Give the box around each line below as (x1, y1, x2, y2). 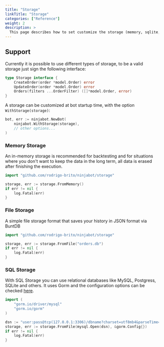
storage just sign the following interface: (5, 66, 86, 72)
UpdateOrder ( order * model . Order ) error (14, 84, 95, 89)
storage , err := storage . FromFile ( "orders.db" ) (5, 241, 104, 246)
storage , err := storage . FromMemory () (5, 181, 84, 187)
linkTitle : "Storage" (5, 12, 49, 17)
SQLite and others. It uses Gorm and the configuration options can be (5, 283, 145, 289)
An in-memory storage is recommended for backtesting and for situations (5, 153, 153, 159)
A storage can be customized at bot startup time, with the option (5, 102, 135, 108)
